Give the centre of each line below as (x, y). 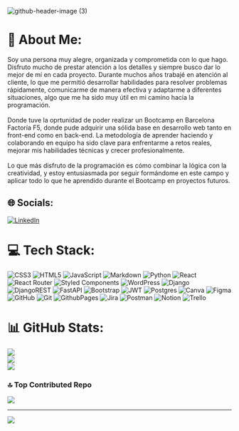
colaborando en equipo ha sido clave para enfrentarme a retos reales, (110, 142)
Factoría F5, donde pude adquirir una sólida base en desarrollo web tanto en (119, 128)
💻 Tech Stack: (51, 250)
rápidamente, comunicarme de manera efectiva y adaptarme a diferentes (115, 90)
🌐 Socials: (31, 203)
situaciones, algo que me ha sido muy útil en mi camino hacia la (101, 97)
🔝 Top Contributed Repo (50, 385)
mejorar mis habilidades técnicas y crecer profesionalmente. (96, 150)
